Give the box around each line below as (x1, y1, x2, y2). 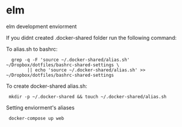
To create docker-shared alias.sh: (6, 83, 87, 90)
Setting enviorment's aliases (6, 104, 75, 111)
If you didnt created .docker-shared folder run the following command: (6, 34, 177, 41)
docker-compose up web (8, 115, 65, 121)
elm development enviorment (6, 23, 77, 30)
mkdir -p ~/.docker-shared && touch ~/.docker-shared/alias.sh (8, 94, 167, 99)
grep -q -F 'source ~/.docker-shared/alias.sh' (11, 57, 130, 63)
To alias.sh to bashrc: (6, 45, 58, 53)
